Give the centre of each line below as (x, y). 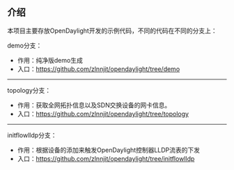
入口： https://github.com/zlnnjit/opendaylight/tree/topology (103, 114)
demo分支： (25, 45)
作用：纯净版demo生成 (50, 60)
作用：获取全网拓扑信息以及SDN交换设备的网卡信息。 (94, 105)
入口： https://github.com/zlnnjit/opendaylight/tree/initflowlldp (106, 158)
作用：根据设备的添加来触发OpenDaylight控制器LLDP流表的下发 (109, 150)
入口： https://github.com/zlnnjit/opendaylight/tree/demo (99, 69)
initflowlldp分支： (32, 135)
